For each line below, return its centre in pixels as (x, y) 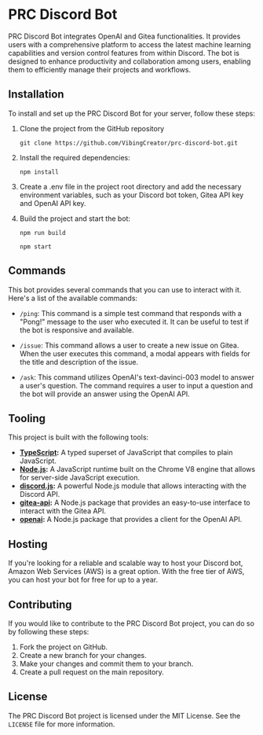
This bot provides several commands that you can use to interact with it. (125, 289)
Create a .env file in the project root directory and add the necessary (130, 186)
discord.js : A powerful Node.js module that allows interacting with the (133, 486)
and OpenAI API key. (53, 203)
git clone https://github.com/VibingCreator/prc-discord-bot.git (128, 143)
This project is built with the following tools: (79, 437)
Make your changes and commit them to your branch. (106, 663)
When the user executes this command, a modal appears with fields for (135, 353)
